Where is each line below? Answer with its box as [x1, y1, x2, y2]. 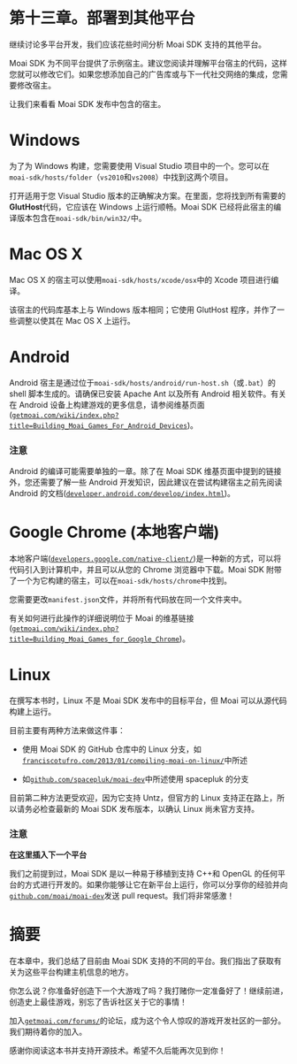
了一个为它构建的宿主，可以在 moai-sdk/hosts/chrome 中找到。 [9, 575, 232, 586]
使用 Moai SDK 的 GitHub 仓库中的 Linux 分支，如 [21, 744, 202, 754]
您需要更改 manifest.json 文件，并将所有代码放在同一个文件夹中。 [9, 593, 247, 604]
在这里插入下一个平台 [9, 850, 87, 861]
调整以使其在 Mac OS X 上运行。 [16, 315, 135, 325]
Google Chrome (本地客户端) [9, 523, 219, 542]
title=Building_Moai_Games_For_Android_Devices [9, 421, 188, 430]
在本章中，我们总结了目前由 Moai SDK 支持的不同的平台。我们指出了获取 [9, 956, 274, 967]
